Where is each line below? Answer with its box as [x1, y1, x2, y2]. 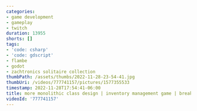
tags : [6, 42, 19, 48]
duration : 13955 [6, 31, 46, 36]
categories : [6, 8, 35, 15]
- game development [6, 14, 54, 20]
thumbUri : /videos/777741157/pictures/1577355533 [6, 80, 130, 86]
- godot [6, 63, 25, 69]
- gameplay [6, 19, 33, 25]
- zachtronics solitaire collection [6, 69, 96, 75]
